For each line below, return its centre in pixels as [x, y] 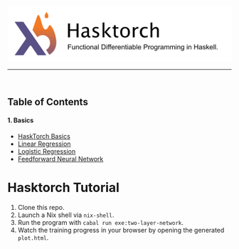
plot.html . [33, 238]
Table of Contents [48, 102]
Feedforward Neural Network [60, 159]
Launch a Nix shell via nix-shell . [66, 215]
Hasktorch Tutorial [63, 187]
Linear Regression [44, 144]
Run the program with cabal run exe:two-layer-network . [100, 222]
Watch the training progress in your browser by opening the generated [121, 230]
